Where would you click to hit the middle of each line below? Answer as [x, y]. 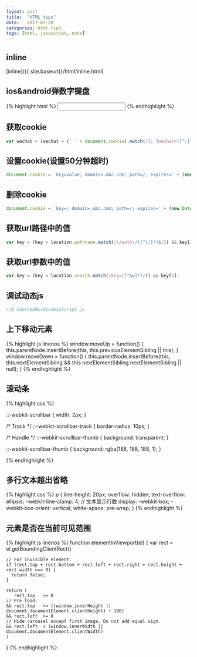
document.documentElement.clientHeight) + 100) [65, 611]
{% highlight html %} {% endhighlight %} [90, 106]
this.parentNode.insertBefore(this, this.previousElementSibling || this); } [92, 350]
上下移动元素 [29, 329]
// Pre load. [22, 601]
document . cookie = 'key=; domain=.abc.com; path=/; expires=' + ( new [93, 208]
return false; [28, 575]
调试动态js [25, 295]
